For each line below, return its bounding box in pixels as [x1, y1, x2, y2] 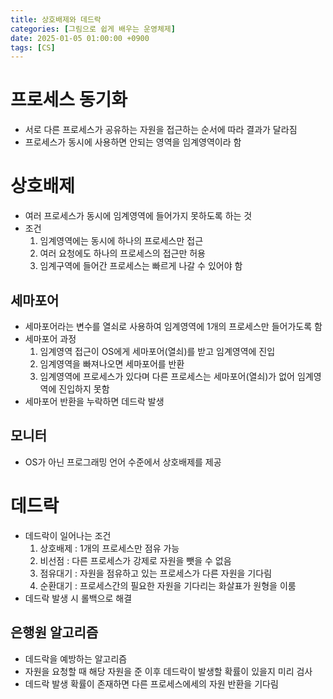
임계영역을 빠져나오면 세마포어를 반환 [39, 357, 185, 370]
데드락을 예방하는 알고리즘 [24, 652, 128, 665]
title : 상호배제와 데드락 [10, 14, 102, 25]
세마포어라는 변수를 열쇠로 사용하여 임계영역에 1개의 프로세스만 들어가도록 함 [24, 320, 323, 332]
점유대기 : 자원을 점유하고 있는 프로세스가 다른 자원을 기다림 [39, 567, 273, 579]
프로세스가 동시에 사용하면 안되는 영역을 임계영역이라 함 [24, 136, 242, 148]
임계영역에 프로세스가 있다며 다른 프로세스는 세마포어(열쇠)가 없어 [39, 370, 295, 382]
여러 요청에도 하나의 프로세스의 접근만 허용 [39, 247, 207, 260]
